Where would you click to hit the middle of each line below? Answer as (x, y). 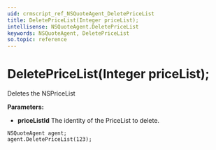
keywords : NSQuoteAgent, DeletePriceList (69, 33)
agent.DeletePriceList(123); (50, 140)
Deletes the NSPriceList (41, 93)
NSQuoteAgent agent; (37, 133)
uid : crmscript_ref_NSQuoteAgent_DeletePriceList (81, 14)
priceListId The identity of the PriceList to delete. (88, 121)
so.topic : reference (37, 40)
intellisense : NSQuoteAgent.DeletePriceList (73, 27)
